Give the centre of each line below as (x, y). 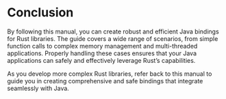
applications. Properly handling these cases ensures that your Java (102, 53)
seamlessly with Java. (38, 88)
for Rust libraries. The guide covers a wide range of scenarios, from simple (113, 38)
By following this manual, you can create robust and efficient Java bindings (113, 31)
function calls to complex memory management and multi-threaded (102, 46)
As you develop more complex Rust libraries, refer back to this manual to (110, 74)
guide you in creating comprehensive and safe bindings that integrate (105, 81)
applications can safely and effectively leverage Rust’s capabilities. (101, 60)
